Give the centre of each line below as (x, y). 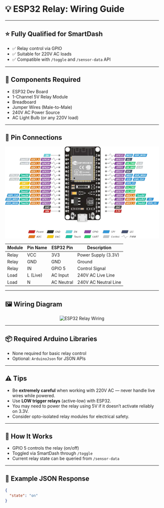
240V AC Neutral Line (99, 282)
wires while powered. (33, 395)
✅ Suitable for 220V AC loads (42, 54)
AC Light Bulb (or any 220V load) (45, 117)
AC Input (60, 275)
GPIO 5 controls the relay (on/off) (46, 448)
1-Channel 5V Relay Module (40, 97)
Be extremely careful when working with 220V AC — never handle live (83, 390)
